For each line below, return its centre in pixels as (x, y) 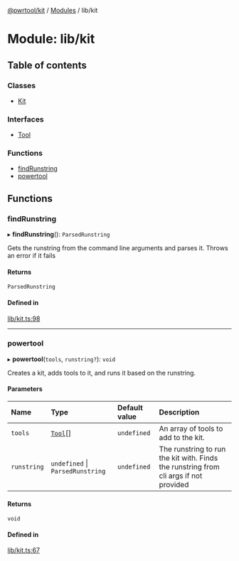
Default (130, 408)
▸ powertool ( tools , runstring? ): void (62, 359)
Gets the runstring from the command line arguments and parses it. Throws (118, 248)
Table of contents (47, 65)
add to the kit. (182, 438)
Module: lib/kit (51, 39)
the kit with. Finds (188, 458)
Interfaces (26, 119)
